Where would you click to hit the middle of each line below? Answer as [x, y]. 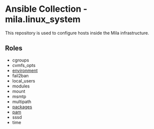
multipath [22, 102]
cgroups [21, 60]
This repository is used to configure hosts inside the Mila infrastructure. [77, 33]
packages [22, 107]
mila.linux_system [43, 19]
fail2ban [20, 75]
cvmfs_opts [24, 65]
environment [25, 70]
